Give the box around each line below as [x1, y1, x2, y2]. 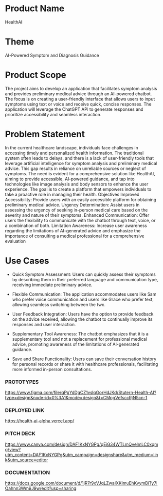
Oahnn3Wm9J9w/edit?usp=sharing [5, 485, 77, 491]
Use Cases [5, 255, 50, 266]
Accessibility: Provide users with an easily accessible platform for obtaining [5, 196, 157, 203]
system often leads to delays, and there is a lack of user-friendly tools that [5, 155, 154, 161]
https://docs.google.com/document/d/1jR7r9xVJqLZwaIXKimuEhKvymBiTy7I [5, 480, 158, 486]
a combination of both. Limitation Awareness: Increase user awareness [5, 223, 147, 228]
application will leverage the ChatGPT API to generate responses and [5, 106, 144, 112]
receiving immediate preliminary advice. [12, 282, 92, 288]
